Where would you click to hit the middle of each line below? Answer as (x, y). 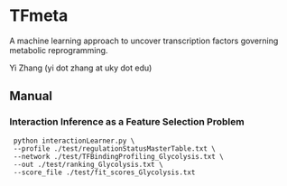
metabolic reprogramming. (59, 50)
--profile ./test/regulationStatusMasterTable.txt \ (115, 149)
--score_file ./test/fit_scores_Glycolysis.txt (104, 172)
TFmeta (39, 16)
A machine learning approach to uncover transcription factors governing (144, 41)
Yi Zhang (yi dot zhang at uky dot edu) (81, 68)
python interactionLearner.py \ (74, 141)
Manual (31, 96)
